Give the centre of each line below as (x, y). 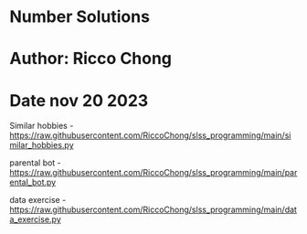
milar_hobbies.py (42, 145)
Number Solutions (80, 17)
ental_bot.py (33, 182)
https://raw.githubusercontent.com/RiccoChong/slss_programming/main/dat (153, 210)
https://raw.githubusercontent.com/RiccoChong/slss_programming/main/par (153, 173)
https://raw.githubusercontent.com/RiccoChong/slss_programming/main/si (150, 135)
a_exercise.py (35, 219)
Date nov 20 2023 (79, 100)
